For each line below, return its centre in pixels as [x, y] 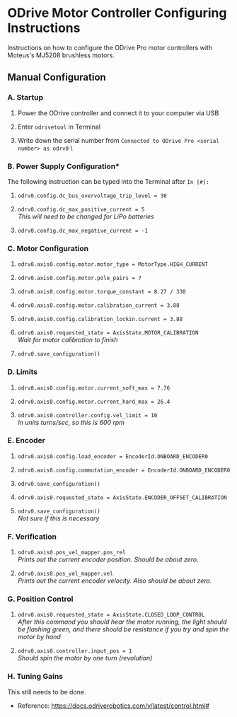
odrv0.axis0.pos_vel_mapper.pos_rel [71, 553]
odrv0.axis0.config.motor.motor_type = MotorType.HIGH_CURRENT [113, 264]
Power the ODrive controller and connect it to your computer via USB [118, 113]
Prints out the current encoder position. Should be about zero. [108, 559]
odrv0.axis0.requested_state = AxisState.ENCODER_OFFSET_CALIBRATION [122, 497]
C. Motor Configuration [48, 248]
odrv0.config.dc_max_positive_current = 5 [81, 209]
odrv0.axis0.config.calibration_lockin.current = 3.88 [100, 320]
